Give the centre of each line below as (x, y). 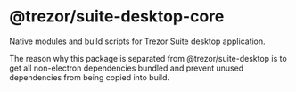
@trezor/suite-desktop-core (117, 17)
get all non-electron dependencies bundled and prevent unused (127, 68)
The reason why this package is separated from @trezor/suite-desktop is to (148, 58)
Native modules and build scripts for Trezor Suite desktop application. (137, 41)
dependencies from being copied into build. (90, 77)
